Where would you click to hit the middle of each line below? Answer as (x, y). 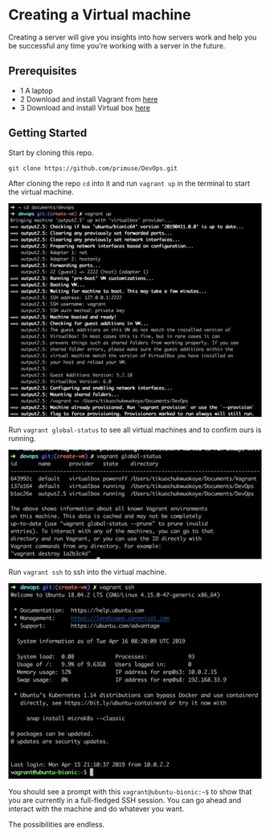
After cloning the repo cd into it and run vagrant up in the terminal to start (129, 183)
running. (22, 439)
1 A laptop (37, 90)
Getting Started (48, 133)
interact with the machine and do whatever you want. (96, 809)
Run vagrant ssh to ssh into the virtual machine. (88, 572)
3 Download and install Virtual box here (85, 107)
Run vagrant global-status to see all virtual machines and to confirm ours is (135, 430)
